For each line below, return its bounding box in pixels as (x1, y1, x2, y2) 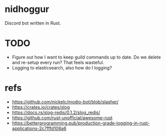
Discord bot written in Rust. (5, 20, 61, 26)
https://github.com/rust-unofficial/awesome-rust (12, 114, 113, 120)
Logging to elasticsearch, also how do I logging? (12, 64, 112, 70)
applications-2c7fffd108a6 (12, 125, 67, 131)
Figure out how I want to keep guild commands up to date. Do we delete (12, 54, 161, 60)
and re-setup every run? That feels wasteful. (12, 59, 104, 65)
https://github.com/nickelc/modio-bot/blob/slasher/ (12, 98, 119, 104)
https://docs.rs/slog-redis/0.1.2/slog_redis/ (12, 109, 101, 115)
